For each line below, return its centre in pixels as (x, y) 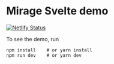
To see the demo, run (33, 39)
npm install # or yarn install (49, 50)
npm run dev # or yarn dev (44, 55)
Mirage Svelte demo (57, 11)
